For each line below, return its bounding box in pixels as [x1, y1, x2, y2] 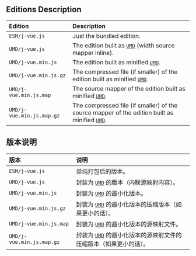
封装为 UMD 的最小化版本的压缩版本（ [76, 200, 176, 208]
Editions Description [6, 5, 82, 15]
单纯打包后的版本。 [76, 167, 129, 175]
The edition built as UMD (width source [72, 41, 175, 49]
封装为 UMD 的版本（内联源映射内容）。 [76, 178, 179, 186]
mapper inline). [72, 49, 114, 57]
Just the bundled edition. [72, 32, 141, 40]
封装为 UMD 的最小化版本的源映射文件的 [76, 231, 182, 239]
